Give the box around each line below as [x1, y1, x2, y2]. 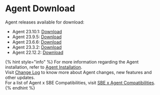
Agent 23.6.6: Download [12, 39, 62, 45]
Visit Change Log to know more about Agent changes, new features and [5, 69, 152, 75]
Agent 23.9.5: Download [12, 34, 62, 40]
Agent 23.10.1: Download [12, 28, 62, 34]
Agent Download [5, 3, 76, 14]
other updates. [5, 74, 35, 80]
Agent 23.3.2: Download [12, 44, 62, 50]
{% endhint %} [5, 85, 36, 91]
